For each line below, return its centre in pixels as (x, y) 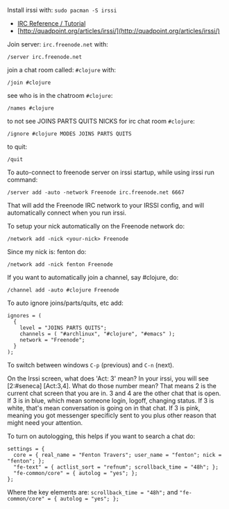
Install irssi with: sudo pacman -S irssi (62, 10)
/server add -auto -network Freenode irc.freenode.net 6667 (96, 192)
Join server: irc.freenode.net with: (58, 44)
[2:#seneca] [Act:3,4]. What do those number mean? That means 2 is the (112, 386)
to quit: (17, 147)
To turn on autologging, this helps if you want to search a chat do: (101, 436)
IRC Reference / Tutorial (51, 23)
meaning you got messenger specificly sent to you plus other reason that (112, 415)
